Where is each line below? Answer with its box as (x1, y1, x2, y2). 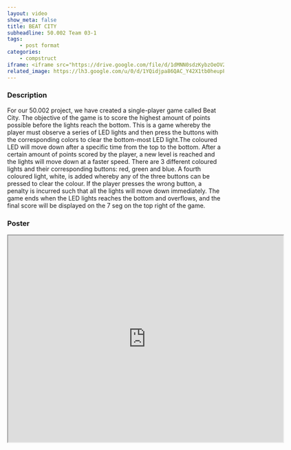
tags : (7, 36, 23, 43)
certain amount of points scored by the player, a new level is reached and (7, 150, 215, 158)
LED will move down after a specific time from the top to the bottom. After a (7, 143, 222, 151)
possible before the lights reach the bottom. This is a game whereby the (7, 121, 211, 129)
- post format (19, 42, 60, 49)
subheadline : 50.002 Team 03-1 (7, 29, 97, 37)
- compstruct (19, 55, 57, 62)
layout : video (7, 10, 48, 17)
